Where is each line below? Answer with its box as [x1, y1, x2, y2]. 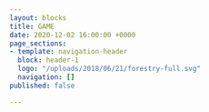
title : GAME [9, 22, 55, 31]
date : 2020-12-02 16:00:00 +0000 [9, 30, 136, 39]
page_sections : [9, 38, 67, 48]
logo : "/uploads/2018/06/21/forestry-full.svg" [17, 65, 202, 74]
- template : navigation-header [9, 47, 128, 56]
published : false [9, 81, 75, 90]
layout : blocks [9, 13, 67, 23]
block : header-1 [17, 56, 79, 65]
